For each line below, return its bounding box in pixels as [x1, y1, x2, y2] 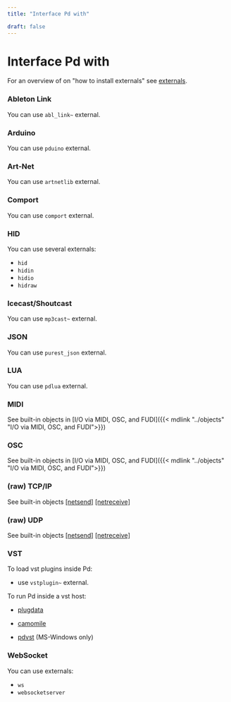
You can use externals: [7, 667, 74, 675]
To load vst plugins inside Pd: [7, 565, 93, 573]
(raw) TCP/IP [7, 481, 52, 491]
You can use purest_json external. [7, 348, 107, 357]
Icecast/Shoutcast [7, 298, 73, 308]
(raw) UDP [7, 515, 44, 525]
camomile [17, 620, 46, 628]
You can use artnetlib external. [7, 178, 101, 186]
